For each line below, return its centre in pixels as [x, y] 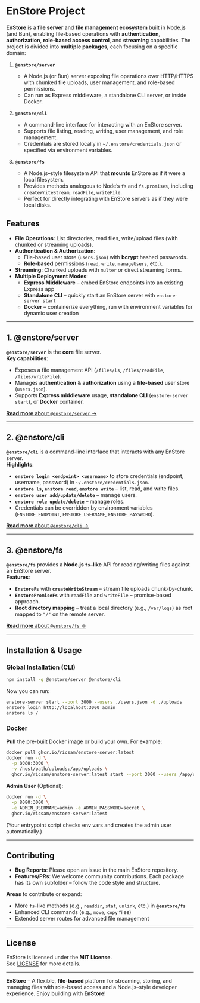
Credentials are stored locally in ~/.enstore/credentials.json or [102, 143]
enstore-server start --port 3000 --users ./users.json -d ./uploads [94, 702]
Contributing [30, 855]
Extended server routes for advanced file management [82, 919]
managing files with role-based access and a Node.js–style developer [92, 987]
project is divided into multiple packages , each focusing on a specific [92, 47]
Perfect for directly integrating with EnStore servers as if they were [106, 198]
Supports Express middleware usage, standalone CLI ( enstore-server [101, 395]
